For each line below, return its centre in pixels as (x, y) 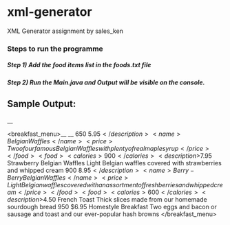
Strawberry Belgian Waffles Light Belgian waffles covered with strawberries (114, 163)
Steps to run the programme (55, 49)
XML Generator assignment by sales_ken (65, 31)
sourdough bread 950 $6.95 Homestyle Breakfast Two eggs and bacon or (112, 206)
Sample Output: (42, 104)
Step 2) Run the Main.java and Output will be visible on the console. (106, 82)
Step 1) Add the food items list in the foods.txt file (79, 65)
